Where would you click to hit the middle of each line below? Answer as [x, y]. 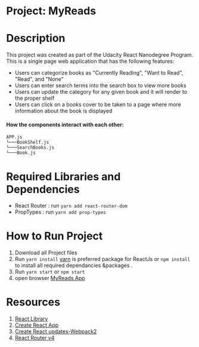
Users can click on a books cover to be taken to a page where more [98, 105]
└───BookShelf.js [28, 142]
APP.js [14, 137]
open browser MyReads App [50, 278]
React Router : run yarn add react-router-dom [71, 206]
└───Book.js [21, 153]
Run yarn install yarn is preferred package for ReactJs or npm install [102, 259]
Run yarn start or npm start [50, 272]
